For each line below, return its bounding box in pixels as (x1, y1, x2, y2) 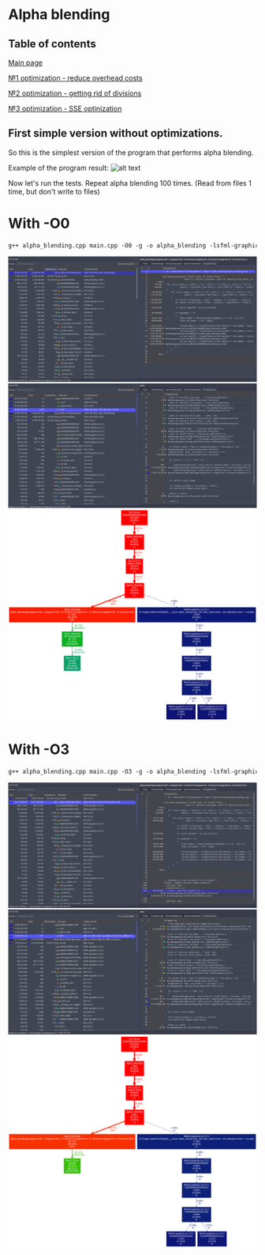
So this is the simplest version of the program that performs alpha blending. (8, 148, 254, 157)
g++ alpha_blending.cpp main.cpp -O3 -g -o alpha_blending (8, 768, 207, 776)
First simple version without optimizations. (8, 126, 223, 140)
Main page (8, 58, 43, 67)
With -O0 (8, 215, 70, 232)
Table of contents (8, 37, 96, 51)
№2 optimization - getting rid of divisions (8, 89, 142, 98)
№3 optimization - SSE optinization (8, 104, 122, 113)
